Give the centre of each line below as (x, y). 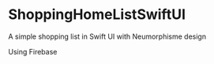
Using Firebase (33, 51)
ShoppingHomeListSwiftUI (97, 15)
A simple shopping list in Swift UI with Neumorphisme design (107, 36)
